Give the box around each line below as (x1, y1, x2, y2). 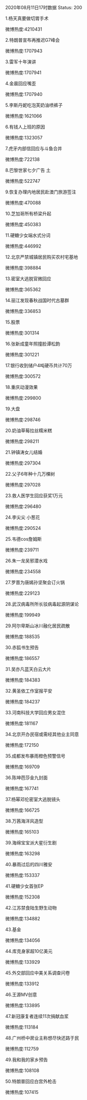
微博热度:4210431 (5, 26, 42, 32)
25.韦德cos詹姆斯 (5, 536, 42, 542)
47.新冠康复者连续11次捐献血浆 (5, 1013, 69, 1019)
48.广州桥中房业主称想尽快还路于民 (5, 1035, 79, 1041)
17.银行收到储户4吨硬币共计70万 (5, 362, 72, 369)
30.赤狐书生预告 (5, 645, 39, 650)
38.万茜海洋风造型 (5, 818, 44, 824)
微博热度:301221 (5, 352, 39, 357)
